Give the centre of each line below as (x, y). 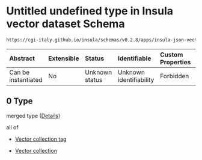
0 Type (20, 101)
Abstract (22, 58)
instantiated (26, 79)
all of (13, 127)
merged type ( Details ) (33, 115)
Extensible (63, 58)
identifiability (136, 79)
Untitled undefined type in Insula (90, 11)
